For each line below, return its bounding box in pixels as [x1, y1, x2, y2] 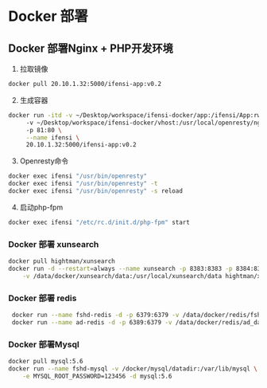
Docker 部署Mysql [8, 339, 79, 350]
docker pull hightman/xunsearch [8, 257, 115, 265]
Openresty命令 [19, 156, 69, 166]
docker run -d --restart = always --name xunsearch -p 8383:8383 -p [8, 265, 233, 272]
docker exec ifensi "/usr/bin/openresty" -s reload [8, 187, 183, 195]
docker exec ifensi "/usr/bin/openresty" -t [8, 180, 158, 188]
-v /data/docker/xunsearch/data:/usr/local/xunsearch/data [22, 272, 222, 280]
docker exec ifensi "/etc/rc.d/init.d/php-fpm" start [8, 218, 191, 226]
